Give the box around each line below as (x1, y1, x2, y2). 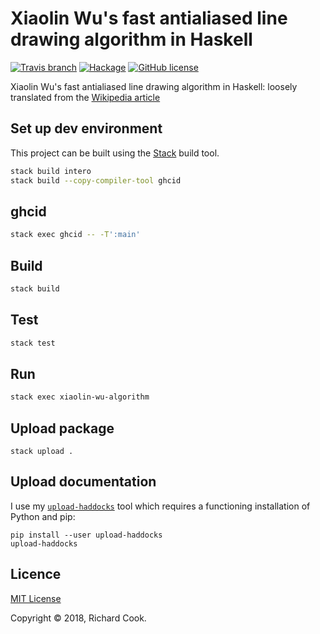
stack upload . (10, 447, 74, 457)
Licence (10, 566, 62, 583)
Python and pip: (10, 510, 76, 522)
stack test (10, 338, 56, 348)
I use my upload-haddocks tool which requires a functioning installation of (10, 500, 311, 512)
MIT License (10, 592, 62, 604)
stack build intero (10, 166, 92, 176)
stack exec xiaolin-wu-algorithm (10, 392, 150, 402)
